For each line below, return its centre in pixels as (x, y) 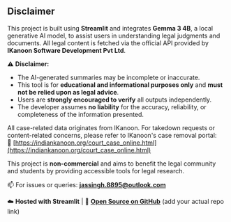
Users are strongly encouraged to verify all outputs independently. (114, 100)
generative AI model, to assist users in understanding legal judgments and (114, 35)
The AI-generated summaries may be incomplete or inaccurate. (109, 77)
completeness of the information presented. (81, 114)
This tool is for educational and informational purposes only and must (120, 85)
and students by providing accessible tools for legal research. (96, 171)
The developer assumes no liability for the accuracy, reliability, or (112, 106)
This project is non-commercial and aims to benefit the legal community (112, 164)
